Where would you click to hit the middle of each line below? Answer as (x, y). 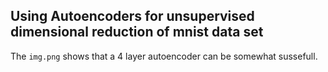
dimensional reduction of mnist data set (137, 32)
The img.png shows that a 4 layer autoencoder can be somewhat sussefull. (164, 56)
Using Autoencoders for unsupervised (132, 16)
